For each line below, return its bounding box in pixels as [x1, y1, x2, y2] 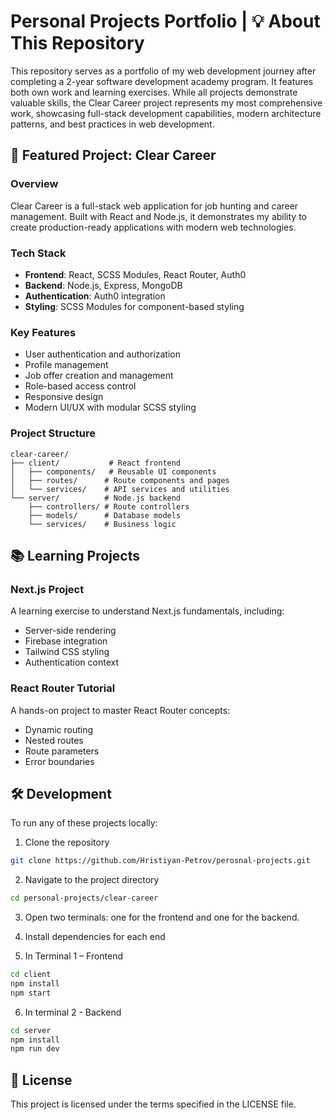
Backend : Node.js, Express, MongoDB [24, 279, 183, 291]
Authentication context [24, 656, 120, 669]
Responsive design [24, 391, 104, 403]
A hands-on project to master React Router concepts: [10, 704, 231, 716]
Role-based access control [24, 380, 137, 392]
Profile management [24, 359, 109, 371]
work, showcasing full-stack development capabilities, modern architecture [10, 107, 322, 119]
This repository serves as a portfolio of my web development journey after [10, 65, 317, 77]
